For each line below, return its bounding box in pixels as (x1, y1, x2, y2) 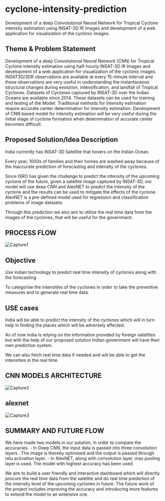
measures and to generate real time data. (5, 289, 89, 295)
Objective (5, 256, 36, 265)
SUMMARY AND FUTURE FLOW (5, 427, 104, 435)
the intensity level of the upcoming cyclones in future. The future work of (5, 481, 155, 487)
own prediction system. (5, 342, 53, 348)
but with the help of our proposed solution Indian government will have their (5, 337, 160, 343)
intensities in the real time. (5, 357, 59, 363)
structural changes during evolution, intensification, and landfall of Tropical (5, 84, 159, 90)
